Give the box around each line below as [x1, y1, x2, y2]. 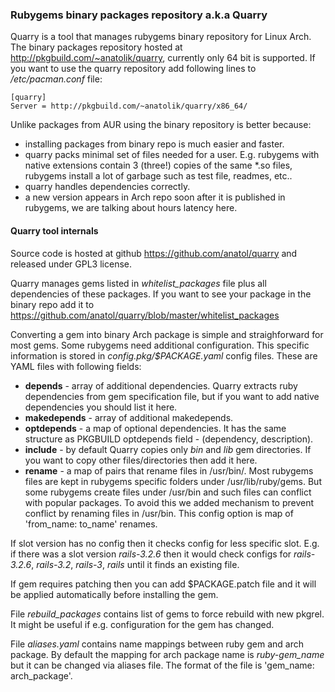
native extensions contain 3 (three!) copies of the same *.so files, [24, 159, 293, 172]
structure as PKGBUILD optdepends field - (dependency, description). [24, 433, 314, 445]
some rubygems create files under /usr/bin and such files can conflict [24, 486, 312, 498]
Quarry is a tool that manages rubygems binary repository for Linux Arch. [10, 31, 312, 43]
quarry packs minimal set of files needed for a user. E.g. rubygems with [24, 149, 320, 161]
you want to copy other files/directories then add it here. [24, 454, 258, 466]
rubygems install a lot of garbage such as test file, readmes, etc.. [24, 170, 293, 182]
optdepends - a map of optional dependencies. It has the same [24, 422, 287, 434]
